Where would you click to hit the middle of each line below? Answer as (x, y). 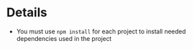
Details (27, 13)
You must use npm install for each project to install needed (101, 31)
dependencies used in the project (64, 38)
